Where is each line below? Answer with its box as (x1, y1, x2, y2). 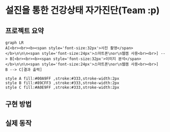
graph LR (5, 40, 24, 45)
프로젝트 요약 (5, 26, 44, 35)
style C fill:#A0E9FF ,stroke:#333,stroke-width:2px (5, 85, 120, 90)
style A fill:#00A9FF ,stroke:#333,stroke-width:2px (5, 76, 120, 81)
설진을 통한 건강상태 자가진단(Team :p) (5, 5, 160, 16)
